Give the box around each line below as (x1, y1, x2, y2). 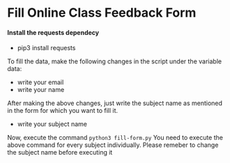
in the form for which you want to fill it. (7, 107, 118, 115)
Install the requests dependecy (7, 28, 100, 36)
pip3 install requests (17, 44, 76, 52)
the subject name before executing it (7, 148, 113, 157)
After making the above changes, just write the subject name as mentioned (7, 99, 223, 107)
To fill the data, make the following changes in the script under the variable (7, 57, 222, 65)
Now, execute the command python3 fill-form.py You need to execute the (7, 134, 223, 142)
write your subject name (17, 120, 87, 128)
